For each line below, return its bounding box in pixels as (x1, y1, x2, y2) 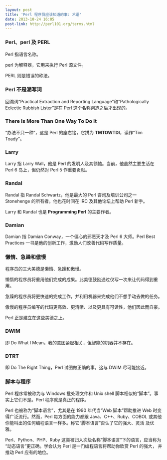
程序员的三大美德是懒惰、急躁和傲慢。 (5, 266, 84, 272)
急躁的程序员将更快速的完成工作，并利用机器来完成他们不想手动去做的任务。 (5, 294, 163, 300)
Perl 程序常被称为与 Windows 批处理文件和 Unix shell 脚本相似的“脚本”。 (5, 390, 155, 396)
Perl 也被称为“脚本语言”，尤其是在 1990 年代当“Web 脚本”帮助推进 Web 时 (5, 407, 158, 413)
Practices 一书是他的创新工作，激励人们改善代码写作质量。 (5, 240, 126, 246)
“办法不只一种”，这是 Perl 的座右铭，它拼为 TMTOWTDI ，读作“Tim (5, 130, 143, 136)
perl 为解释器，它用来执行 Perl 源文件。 (5, 62, 86, 68)
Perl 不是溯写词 (5, 86, 42, 93)
